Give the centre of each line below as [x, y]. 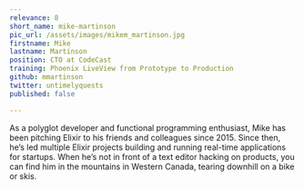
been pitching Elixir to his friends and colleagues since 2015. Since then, [145, 137]
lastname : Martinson [49, 52]
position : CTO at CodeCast [61, 60]
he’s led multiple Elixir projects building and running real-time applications [148, 147]
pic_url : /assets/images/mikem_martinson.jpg [97, 35]
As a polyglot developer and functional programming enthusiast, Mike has [148, 127]
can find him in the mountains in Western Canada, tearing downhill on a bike [152, 166]
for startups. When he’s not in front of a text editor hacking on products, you [152, 156]
